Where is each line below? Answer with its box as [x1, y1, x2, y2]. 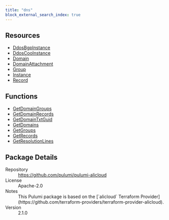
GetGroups [12, 127, 36, 133]
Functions [5, 92, 38, 101]
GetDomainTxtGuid [12, 116, 52, 123]
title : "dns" [5, 7, 33, 13]
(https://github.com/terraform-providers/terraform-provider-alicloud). [18, 199, 164, 205]
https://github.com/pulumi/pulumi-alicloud [18, 172, 107, 178]
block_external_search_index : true [5, 12, 81, 17]
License [5, 177, 22, 183]
